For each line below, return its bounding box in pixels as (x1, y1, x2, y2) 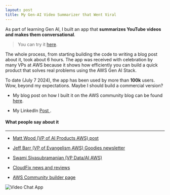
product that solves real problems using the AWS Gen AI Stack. (5, 67, 137, 73)
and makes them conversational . (5, 31, 76, 37)
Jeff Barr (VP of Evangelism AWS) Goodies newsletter (12, 145, 125, 151)
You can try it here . (17, 41, 58, 47)
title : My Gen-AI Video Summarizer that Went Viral (5, 12, 116, 17)
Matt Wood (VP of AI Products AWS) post (12, 135, 99, 141)
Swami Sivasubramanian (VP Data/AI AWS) (12, 154, 102, 161)
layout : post (5, 7, 33, 13)
